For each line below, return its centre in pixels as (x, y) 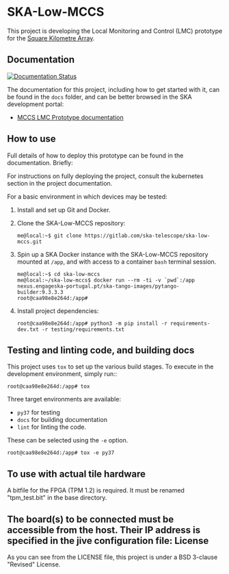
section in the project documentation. (60, 183)
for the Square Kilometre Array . (51, 38)
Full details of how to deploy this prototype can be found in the (95, 155)
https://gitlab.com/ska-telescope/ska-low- (147, 236)
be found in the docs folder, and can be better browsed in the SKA (100, 97)
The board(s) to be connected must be (91, 519)
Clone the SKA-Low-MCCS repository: (71, 223)
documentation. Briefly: (40, 162)
